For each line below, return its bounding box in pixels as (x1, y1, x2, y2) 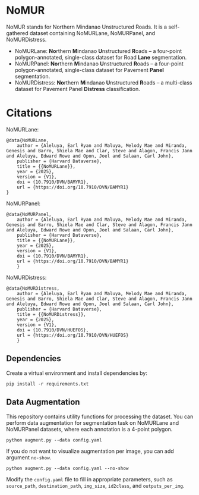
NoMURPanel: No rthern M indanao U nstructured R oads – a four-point (14, 60, 184, 67)
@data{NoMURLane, (6, 137, 49, 143)
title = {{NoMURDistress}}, (17, 311, 86, 317)
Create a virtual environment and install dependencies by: (6, 369, 147, 377)
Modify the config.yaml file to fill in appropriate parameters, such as (6, 475, 173, 483)
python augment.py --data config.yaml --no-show (6, 465, 129, 471)
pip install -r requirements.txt (6, 381, 89, 387)
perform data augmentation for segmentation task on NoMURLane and (6, 419, 179, 426)
